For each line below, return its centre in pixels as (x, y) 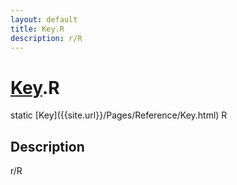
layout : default (44, 19)
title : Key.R (37, 29)
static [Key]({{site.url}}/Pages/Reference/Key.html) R (119, 115)
